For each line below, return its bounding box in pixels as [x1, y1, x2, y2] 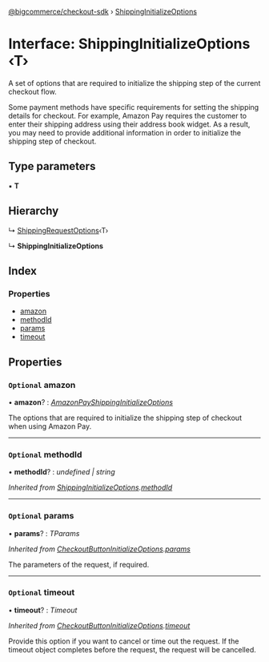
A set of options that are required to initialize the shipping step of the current [8, 78, 261, 87]
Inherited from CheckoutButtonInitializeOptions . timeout [8, 620, 191, 630]
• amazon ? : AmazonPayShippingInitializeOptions [8, 397, 174, 407]
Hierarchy [8, 204, 59, 218]
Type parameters [8, 159, 96, 173]
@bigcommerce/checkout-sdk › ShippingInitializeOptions [8, 7, 198, 16]
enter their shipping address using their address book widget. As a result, [8, 119, 251, 129]
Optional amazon [8, 379, 76, 390]
